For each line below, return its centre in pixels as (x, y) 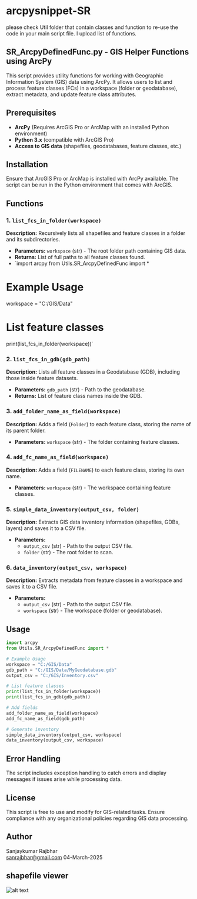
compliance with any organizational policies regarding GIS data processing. (97, 818)
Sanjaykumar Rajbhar (32, 851)
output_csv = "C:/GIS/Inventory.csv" (52, 675)
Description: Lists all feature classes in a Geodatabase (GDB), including (93, 372)
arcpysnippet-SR (49, 11)
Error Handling (33, 759)
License (21, 798)
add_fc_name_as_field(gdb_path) (46, 718)
